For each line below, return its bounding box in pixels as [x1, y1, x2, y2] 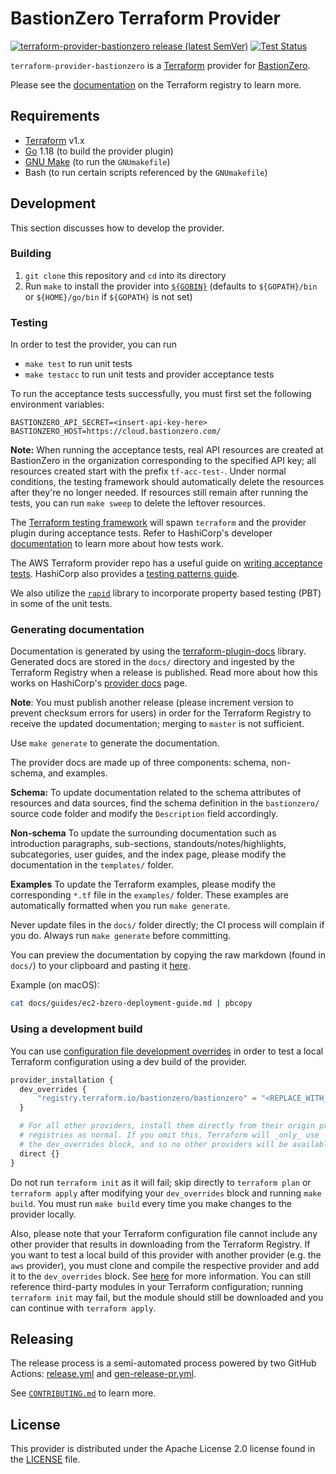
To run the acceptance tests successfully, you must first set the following [10, 388, 312, 400]
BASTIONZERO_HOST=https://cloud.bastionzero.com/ [10, 427, 222, 437]
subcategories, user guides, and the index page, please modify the [10, 848, 287, 861]
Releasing [10, 1330, 74, 1347]
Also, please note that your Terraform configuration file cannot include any [10, 1227, 318, 1239]
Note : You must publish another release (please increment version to [10, 697, 294, 709]
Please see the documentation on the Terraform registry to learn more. [10, 78, 302, 91]
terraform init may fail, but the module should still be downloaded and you [10, 1291, 324, 1303]
